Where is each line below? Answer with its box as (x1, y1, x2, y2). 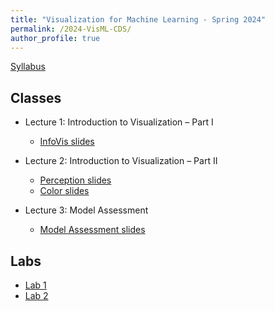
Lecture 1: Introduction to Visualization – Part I (24, 116, 214, 128)
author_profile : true (10, 33, 101, 43)
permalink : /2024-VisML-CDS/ (10, 24, 132, 34)
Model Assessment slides (39, 224, 146, 236)
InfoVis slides (39, 136, 95, 148)
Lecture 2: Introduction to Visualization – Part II (24, 155, 218, 167)
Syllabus (10, 61, 46, 73)
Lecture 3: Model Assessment (24, 204, 149, 216)
